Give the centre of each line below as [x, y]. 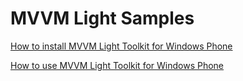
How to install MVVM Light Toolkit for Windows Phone [121, 46]
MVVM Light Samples [102, 18]
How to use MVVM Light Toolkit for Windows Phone [117, 65]
